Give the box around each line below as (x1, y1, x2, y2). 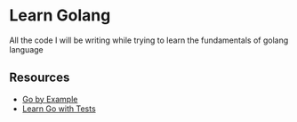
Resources (9, 70, 70, 85)
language (9, 44, 44, 54)
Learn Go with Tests (21, 103, 96, 114)
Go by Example (21, 94, 78, 104)
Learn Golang (9, 5, 111, 26)
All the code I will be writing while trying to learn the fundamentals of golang (9, 35, 289, 45)
